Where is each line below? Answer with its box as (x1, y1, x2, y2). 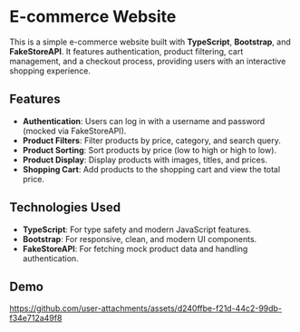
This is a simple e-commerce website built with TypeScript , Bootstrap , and (9, 36, 292, 47)
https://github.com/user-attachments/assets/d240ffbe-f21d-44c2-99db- (9, 303, 283, 314)
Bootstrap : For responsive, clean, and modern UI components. (22, 233, 257, 244)
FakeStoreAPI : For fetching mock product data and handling (22, 243, 248, 254)
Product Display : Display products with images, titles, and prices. (22, 154, 267, 165)
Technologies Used (9, 200, 121, 215)
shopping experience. (9, 65, 92, 76)
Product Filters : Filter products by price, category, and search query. (22, 134, 281, 146)
